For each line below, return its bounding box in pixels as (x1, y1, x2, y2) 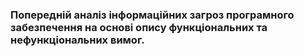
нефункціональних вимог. (10, 33, 145, 47)
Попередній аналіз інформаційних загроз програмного (10, 8, 295, 22)
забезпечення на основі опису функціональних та (10, 20, 268, 34)
